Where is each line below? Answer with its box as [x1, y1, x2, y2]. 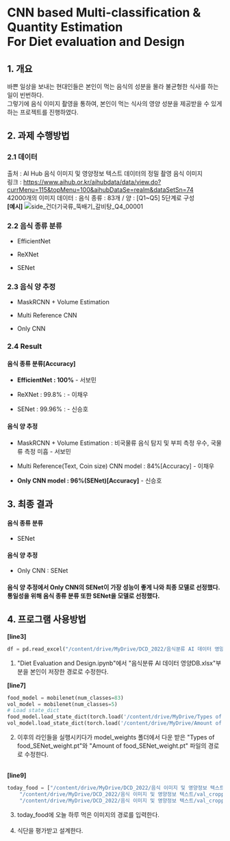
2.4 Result [7, 341, 42, 351]
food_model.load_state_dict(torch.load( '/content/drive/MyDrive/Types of [7, 714, 222, 720]
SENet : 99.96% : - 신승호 [16, 405, 89, 413]
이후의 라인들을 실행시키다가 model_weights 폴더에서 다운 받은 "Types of [16, 733, 215, 742]
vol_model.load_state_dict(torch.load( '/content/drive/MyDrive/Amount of [7, 720, 222, 727]
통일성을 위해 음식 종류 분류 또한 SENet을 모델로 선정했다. [7, 592, 160, 600]
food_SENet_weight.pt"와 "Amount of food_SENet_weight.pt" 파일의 [16, 742, 207, 750]
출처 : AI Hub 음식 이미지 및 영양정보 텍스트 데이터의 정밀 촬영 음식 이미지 [7, 169, 203, 178]
